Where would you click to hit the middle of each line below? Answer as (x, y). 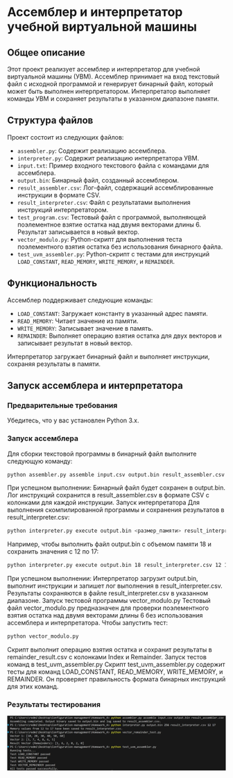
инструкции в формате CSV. (59, 194)
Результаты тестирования (54, 704)
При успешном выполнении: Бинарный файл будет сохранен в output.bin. (116, 488)
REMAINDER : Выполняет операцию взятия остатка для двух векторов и (119, 336)
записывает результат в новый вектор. (75, 343)
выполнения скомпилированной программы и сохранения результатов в (116, 510)
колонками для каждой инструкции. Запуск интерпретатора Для (103, 503)
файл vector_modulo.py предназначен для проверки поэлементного (108, 608)
